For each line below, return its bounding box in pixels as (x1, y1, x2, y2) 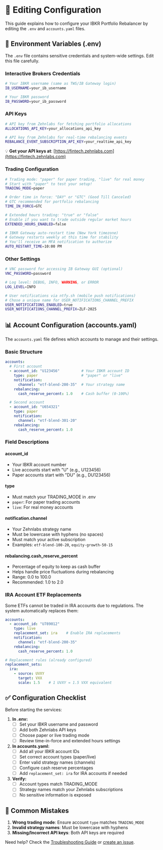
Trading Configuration (5, 166, 59, 172)
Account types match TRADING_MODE (19, 781, 98, 787)
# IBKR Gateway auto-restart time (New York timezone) (5, 230, 119, 235)
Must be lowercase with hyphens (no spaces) (12, 531, 104, 537)
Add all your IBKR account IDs (19, 748, 80, 754)
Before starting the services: (5, 706, 62, 713)
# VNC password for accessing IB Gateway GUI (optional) (5, 266, 123, 272)
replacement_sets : (5, 662, 42, 667)
